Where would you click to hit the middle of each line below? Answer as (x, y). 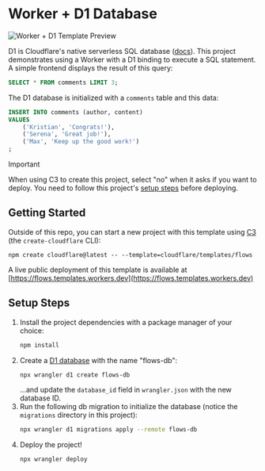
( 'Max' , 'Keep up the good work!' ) (81, 142)
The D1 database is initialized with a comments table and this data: (114, 98)
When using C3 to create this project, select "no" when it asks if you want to (132, 180)
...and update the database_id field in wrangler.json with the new (125, 390)
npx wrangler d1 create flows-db (75, 375)
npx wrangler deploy (53, 460)
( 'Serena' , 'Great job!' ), (67, 134)
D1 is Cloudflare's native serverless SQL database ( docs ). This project (122, 51)
